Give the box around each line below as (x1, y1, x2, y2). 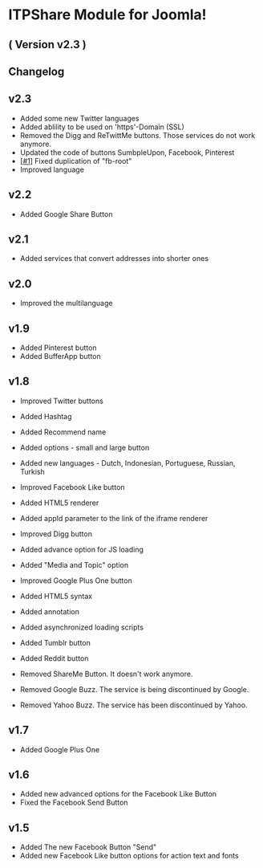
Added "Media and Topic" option (19, 560, 129, 569)
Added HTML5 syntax (19, 591, 93, 601)
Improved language (19, 165, 84, 174)
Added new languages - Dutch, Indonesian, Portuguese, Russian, (19, 458, 236, 467)
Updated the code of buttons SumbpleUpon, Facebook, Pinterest (19, 147, 235, 157)
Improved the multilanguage (19, 299, 113, 308)
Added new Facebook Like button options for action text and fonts (19, 851, 239, 861)
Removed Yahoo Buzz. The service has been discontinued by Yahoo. (19, 700, 248, 710)
